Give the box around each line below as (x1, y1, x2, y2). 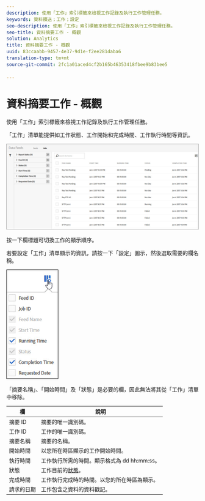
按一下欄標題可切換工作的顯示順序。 (6, 236, 98, 243)
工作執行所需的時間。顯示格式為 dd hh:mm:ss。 (41, 456, 160, 464)
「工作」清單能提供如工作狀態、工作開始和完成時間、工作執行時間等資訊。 (6, 132, 193, 139)
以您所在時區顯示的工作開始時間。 (41, 447, 127, 455)
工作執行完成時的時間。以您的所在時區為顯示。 (41, 476, 159, 483)
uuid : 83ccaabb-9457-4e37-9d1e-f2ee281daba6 (6, 49, 121, 55)
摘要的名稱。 (41, 437, 73, 445)
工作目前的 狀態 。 (41, 466, 84, 473)
